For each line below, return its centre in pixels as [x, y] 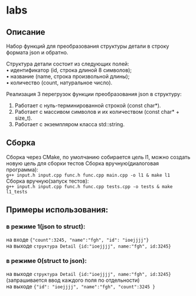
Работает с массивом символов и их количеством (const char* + [97, 112]
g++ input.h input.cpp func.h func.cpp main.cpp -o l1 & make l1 [88, 175]
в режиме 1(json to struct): [46, 226]
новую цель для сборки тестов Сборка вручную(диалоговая [83, 163]
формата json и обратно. [37, 52]
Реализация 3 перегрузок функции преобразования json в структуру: [94, 94]
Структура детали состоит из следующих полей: [68, 64]
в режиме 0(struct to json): [47, 261]
